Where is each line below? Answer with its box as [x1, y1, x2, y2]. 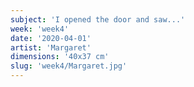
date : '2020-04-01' [10, 33, 92, 43]
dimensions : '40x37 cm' [10, 52, 110, 62]
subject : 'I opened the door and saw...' [10, 14, 186, 25]
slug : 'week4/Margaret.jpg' [10, 61, 128, 71]
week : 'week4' [10, 24, 70, 34]
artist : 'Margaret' [10, 42, 92, 53]
